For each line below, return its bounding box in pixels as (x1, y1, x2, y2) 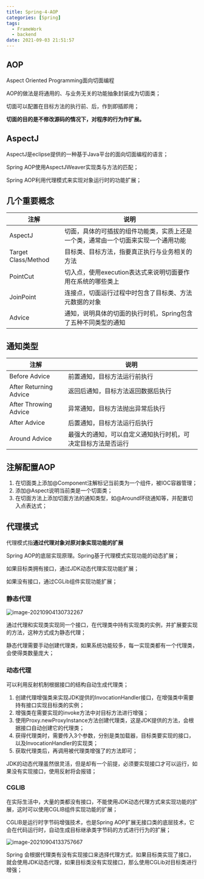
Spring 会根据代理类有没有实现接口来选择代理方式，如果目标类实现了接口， (6, 850, 195, 858)
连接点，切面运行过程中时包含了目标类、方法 (64, 289, 192, 297)
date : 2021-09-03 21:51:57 (6, 37, 75, 43)
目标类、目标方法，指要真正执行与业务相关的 (64, 248, 192, 256)
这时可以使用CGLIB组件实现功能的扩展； (16, 805, 118, 813)
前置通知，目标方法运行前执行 (67, 373, 154, 381)
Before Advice (9, 372, 50, 380)
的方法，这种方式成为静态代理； (6, 629, 86, 636)
